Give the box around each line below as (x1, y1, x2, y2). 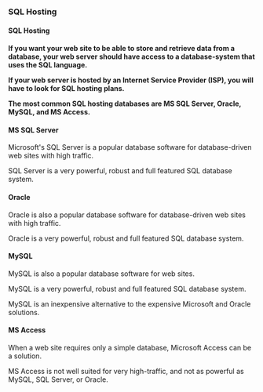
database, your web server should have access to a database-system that (8, 52, 255, 61)
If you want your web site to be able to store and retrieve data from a (8, 44, 236, 53)
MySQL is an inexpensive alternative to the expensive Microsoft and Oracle (8, 299, 251, 308)
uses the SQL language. (8, 60, 88, 70)
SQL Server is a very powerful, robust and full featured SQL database (8, 166, 233, 176)
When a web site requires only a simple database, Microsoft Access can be (8, 343, 252, 352)
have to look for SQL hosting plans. (8, 84, 125, 93)
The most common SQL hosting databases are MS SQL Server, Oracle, (8, 99, 242, 108)
